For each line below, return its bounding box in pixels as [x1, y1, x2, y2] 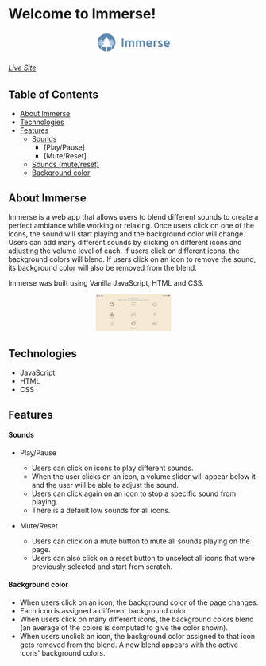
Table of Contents [8, 88, 99, 101]
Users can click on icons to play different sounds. [31, 463, 194, 473]
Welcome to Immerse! [8, 5, 156, 23]
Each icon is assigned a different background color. [19, 606, 188, 616]
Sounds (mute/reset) [31, 160, 100, 169]
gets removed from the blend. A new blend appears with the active [19, 640, 238, 649]
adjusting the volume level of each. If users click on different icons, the [8, 246, 240, 255]
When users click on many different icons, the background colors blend [19, 614, 254, 625]
